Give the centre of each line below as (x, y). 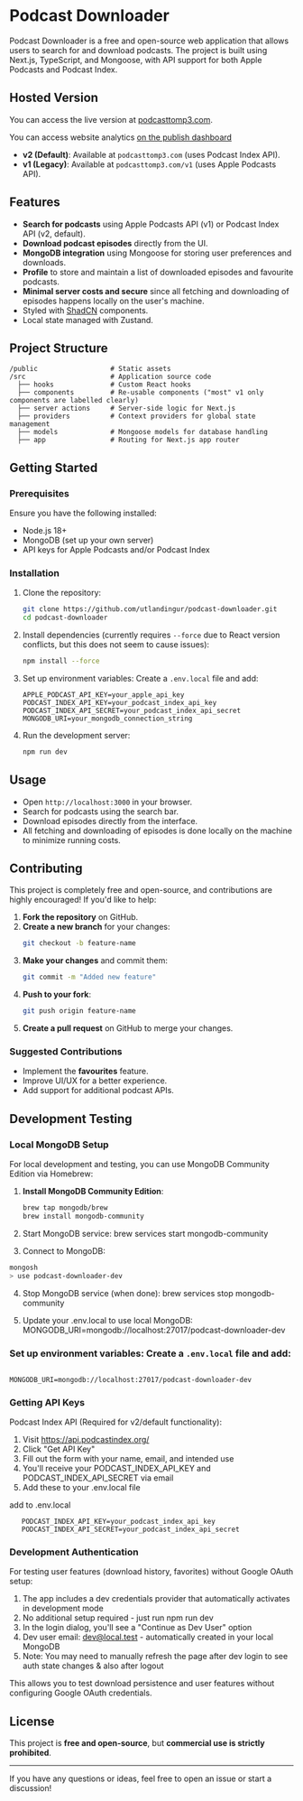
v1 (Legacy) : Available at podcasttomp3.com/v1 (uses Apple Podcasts (149, 164)
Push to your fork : (57, 995)
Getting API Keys (47, 1402)
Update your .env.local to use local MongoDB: (108, 1320)
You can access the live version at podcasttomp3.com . (111, 119)
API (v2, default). (54, 233)
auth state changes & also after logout (93, 1666)
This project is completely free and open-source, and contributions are (141, 890)
